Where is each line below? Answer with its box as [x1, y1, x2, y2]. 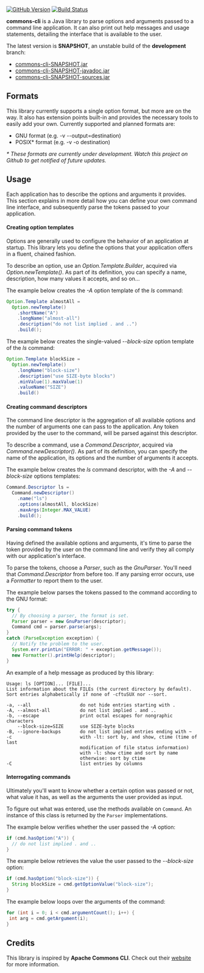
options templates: [33, 472, 80, 480]
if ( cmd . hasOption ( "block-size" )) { [6, 876, 99, 882]
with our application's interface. [6, 552, 86, 559]
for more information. [6, 960, 60, 968]
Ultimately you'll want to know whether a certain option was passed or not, [6, 787, 194, 794]
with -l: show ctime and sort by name [80, 750, 178, 756]
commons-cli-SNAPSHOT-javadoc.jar [15, 67, 110, 74]
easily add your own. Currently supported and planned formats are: [6, 120, 175, 127]
